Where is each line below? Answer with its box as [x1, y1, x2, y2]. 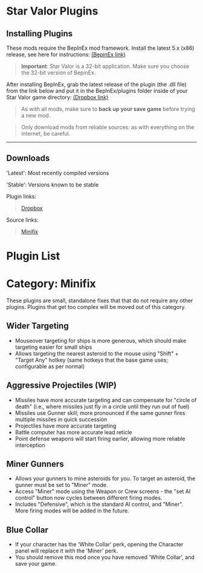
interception [14, 441, 45, 449]
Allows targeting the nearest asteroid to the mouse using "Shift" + [14, 349, 179, 357]
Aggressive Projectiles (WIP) [6, 380, 117, 391]
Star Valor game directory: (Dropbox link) [6, 94, 109, 101]
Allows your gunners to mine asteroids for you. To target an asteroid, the [14, 475, 196, 482]
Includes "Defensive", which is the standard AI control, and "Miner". [14, 501, 184, 508]
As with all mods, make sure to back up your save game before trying [21, 105, 195, 113]
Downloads [6, 153, 50, 164]
